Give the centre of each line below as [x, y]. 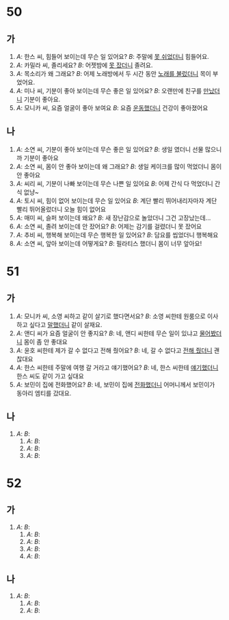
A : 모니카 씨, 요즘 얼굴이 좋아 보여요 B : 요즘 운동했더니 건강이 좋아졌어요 [112, 108]
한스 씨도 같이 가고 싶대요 [50, 376]
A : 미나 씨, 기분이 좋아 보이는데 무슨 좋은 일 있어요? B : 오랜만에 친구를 [109, 91]
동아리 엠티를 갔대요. [44, 393]
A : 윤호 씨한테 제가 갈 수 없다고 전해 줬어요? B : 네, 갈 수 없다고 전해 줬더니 [114, 350]
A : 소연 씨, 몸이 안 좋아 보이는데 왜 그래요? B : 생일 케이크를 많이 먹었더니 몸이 [119, 166]
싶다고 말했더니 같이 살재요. [66, 324]
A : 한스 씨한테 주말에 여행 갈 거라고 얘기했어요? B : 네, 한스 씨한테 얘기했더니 [117, 367]
